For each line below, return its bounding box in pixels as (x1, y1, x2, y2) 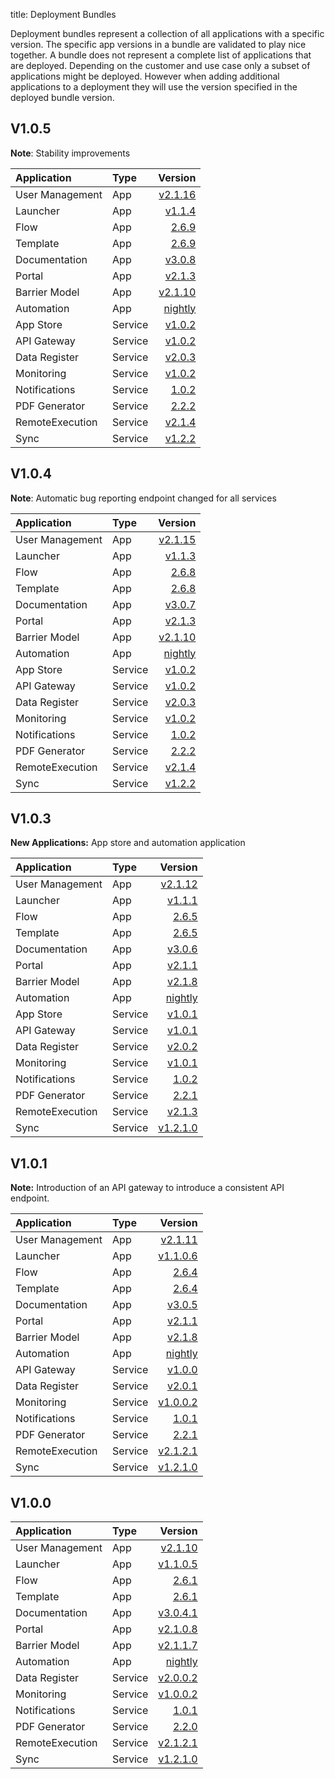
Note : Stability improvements (10, 147, 131, 159)
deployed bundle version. (10, 92, 115, 103)
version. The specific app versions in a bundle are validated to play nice (10, 39, 307, 50)
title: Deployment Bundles (10, 9, 117, 20)
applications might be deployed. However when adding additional (10, 70, 280, 82)
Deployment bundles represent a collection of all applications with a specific (10, 28, 325, 39)
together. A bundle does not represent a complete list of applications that (10, 49, 312, 61)
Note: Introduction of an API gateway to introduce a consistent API (10, 1182, 285, 1194)
